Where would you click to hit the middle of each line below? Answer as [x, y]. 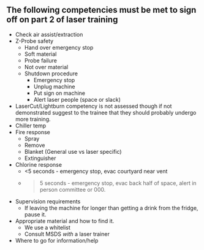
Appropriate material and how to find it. [65, 221]
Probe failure [40, 60]
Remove [35, 145]
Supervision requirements [48, 201]
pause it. [35, 214]
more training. [33, 119]
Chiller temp [31, 126]
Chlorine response [39, 164]
